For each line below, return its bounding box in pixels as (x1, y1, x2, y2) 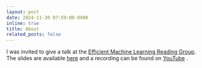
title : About (6, 25, 40, 32)
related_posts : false (6, 32, 61, 38)
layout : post (6, 8, 40, 15)
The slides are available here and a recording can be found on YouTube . (6, 55, 189, 62)
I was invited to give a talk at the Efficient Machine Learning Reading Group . (6, 48, 197, 55)
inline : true (6, 20, 40, 26)
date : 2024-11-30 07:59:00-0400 (6, 15, 88, 21)
